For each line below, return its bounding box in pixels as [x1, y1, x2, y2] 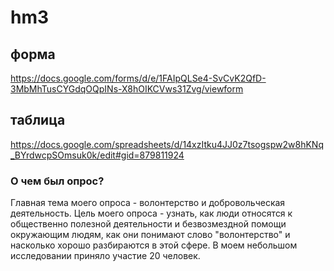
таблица [10, 112, 66, 129]
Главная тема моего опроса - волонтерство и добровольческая [10, 197, 286, 209]
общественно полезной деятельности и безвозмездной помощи [10, 218, 287, 230]
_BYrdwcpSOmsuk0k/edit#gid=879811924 [10, 149, 185, 161]
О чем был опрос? [10, 174, 105, 188]
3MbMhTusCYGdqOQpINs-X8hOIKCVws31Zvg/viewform [10, 83, 244, 95]
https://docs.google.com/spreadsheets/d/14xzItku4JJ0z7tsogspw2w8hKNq [10, 138, 324, 150]
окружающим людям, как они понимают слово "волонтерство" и [10, 229, 291, 241]
